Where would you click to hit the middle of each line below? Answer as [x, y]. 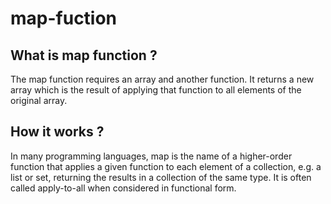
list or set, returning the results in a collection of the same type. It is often [161, 177]
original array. [39, 100]
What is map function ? [84, 55]
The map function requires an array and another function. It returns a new [162, 79]
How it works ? [57, 132]
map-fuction [64, 18]
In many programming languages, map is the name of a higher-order [151, 156]
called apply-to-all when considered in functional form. [123, 188]
